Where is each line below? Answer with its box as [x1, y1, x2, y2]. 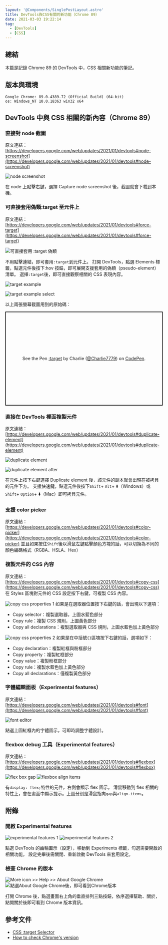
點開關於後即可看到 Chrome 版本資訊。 [5, 899, 86, 905]
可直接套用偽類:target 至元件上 [5, 204, 80, 211]
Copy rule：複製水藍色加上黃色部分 [12, 664, 85, 670]
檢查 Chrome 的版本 [5, 865, 53, 872]
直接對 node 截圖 [5, 130, 46, 137]
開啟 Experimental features [5, 823, 72, 830]
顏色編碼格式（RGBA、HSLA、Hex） [5, 547, 81, 553]
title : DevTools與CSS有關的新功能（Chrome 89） [5, 12, 99, 17]
